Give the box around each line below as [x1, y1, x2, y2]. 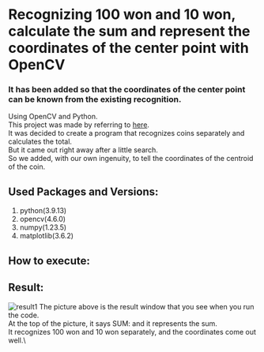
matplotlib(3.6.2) [19, 231, 74, 241]
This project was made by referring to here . [8, 120, 150, 129]
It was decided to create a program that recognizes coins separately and [8, 129, 245, 138]
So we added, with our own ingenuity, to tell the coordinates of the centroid [8, 154, 254, 163]
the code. [8, 310, 40, 320]
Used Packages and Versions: [8, 185, 159, 198]
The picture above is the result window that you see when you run [39, 301, 255, 311]
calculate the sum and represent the [8, 22, 251, 40]
